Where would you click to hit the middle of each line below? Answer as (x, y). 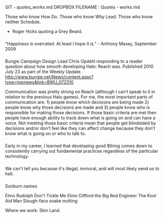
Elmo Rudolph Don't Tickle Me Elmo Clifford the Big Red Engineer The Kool (81, 195)
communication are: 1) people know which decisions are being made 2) (77, 102)
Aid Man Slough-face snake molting (41, 201)
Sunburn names (21, 186)
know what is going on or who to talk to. (45, 133)
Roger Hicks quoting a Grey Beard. (47, 31)
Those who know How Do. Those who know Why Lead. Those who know (79, 16)
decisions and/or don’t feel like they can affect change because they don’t (80, 128)
